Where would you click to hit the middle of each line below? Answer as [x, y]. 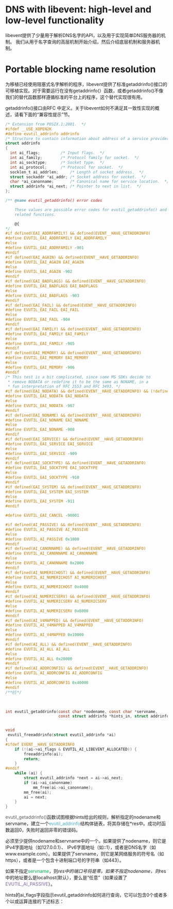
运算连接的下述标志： [41, 901]
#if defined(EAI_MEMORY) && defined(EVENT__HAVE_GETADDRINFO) [73, 353]
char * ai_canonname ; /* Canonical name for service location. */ [90, 182]
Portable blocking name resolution [81, 69]
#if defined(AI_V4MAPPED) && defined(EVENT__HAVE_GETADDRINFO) [75, 620]
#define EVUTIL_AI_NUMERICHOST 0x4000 [47, 587]
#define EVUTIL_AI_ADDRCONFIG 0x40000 [47, 683]
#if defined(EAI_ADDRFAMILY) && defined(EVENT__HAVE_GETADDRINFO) [78, 233]
